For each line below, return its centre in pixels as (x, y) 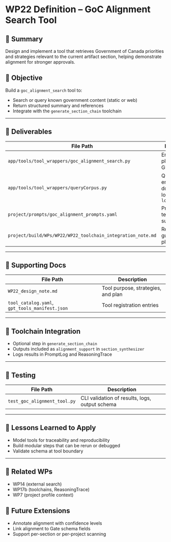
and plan (112, 295)
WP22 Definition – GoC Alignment (78, 9)
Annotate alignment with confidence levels (57, 523)
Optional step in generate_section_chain (55, 344)
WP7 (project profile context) (43, 495)
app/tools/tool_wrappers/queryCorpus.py (57, 188)
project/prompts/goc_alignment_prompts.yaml (63, 214)
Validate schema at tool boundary (48, 451)
